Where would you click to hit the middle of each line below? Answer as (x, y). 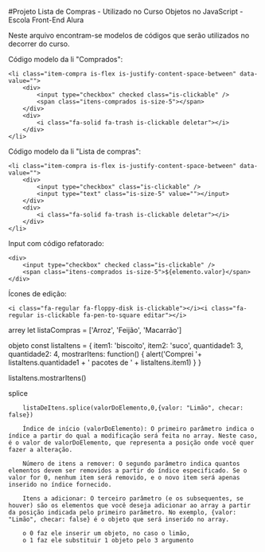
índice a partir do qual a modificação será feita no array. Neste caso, (133, 436)
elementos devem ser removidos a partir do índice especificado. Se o (128, 471)
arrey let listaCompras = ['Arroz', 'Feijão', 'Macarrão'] (95, 330)
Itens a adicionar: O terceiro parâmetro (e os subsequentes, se (133, 499)
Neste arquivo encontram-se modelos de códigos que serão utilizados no (129, 35)
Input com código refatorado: (57, 243)
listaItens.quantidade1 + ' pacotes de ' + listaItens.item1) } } (105, 362)
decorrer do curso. (39, 44)
